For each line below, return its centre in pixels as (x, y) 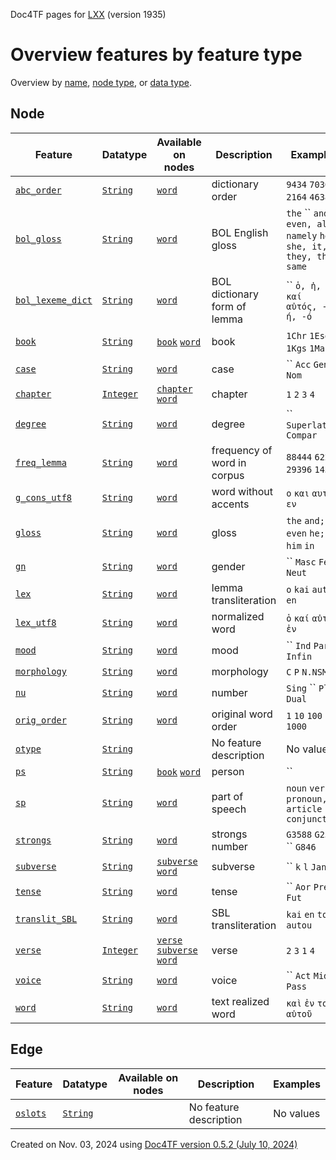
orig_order (41, 720)
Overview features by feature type (156, 55)
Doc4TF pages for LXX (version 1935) (88, 14)
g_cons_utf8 (44, 497)
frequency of (242, 450)
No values (297, 1113)
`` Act (299, 975)
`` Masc (301, 561)
